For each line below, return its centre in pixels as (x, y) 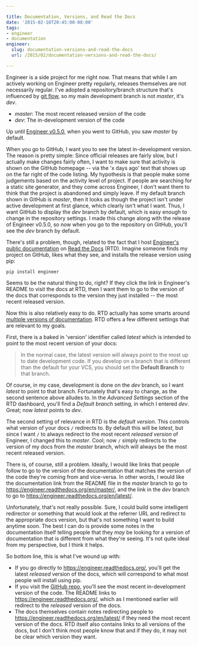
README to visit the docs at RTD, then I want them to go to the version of (95, 289)
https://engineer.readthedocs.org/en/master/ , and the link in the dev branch (98, 489)
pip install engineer (33, 272)
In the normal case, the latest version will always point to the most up (104, 354)
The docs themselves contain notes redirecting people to (84, 611)
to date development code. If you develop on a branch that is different (105, 361)
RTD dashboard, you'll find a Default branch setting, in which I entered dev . (98, 404)
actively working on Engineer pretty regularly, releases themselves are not (96, 83)
